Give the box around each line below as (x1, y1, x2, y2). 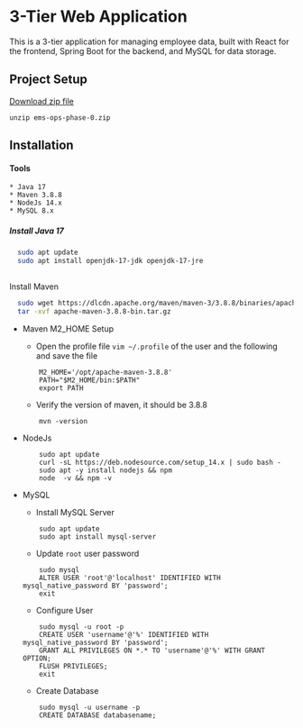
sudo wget (17, 298, 54, 307)
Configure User (35, 605, 94, 615)
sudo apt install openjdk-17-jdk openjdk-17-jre (17, 257, 204, 266)
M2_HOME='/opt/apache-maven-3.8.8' (39, 368, 173, 377)
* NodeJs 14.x (9, 198, 63, 208)
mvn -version (39, 416, 88, 425)
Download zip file (9, 96, 75, 106)
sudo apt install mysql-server (39, 532, 157, 541)
